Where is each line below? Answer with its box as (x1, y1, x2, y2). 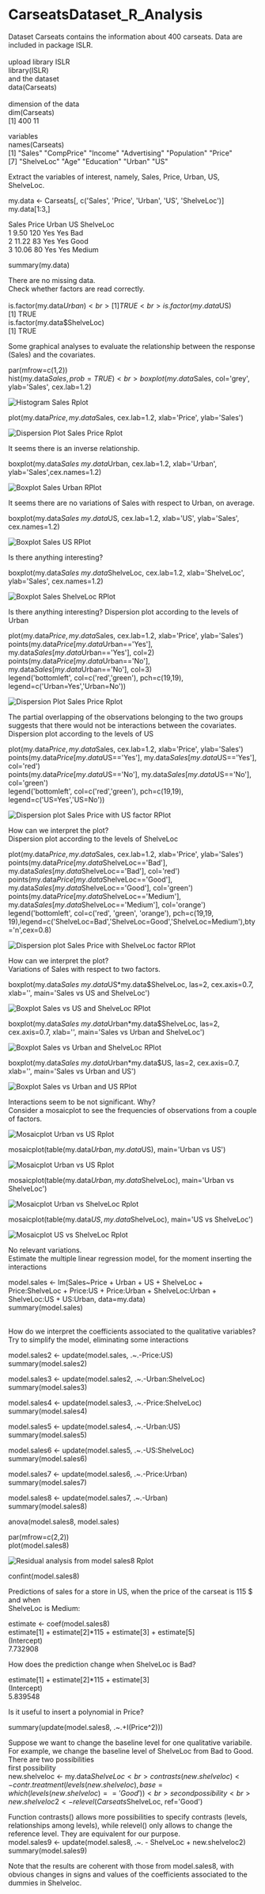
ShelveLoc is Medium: (8, 1603, 81, 1613)
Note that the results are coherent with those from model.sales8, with (8, 1861, 234, 1870)
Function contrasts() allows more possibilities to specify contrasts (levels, (8, 1812, 248, 1821)
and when (8, 1595, 41, 1605)
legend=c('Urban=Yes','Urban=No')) (8, 681, 127, 691)
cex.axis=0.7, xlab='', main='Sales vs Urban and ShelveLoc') (8, 1027, 206, 1036)
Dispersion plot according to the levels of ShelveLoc (8, 834, 179, 844)
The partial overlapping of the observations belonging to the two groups (8, 712, 244, 721)
